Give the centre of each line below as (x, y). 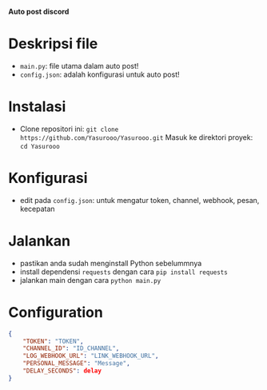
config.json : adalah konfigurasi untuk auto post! (100, 74)
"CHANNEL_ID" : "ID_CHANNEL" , (71, 348)
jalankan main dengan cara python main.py (90, 280)
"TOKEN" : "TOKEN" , (53, 341)
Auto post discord (39, 12)
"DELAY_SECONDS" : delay (62, 371)
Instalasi (37, 107)
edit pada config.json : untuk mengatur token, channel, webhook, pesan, (139, 200)
